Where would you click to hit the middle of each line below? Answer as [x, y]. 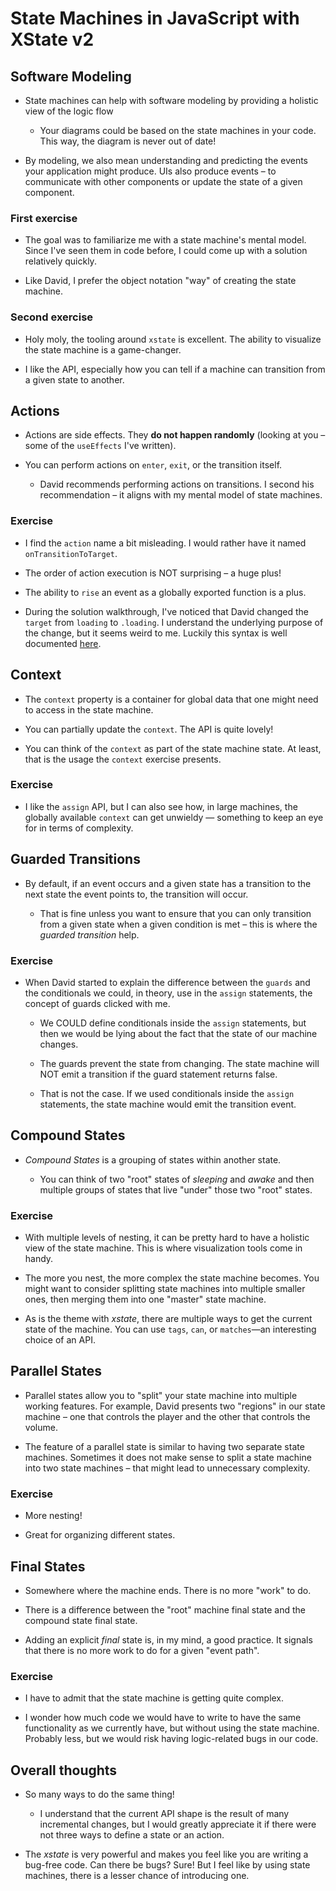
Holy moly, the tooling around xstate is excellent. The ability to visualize [173, 339]
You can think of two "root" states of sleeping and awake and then [177, 1179]
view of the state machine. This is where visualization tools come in [163, 1248]
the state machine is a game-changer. [103, 349]
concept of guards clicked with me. [97, 1003]
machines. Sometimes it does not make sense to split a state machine [168, 1457]
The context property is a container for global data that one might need [171, 699]
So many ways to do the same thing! [99, 1794]
